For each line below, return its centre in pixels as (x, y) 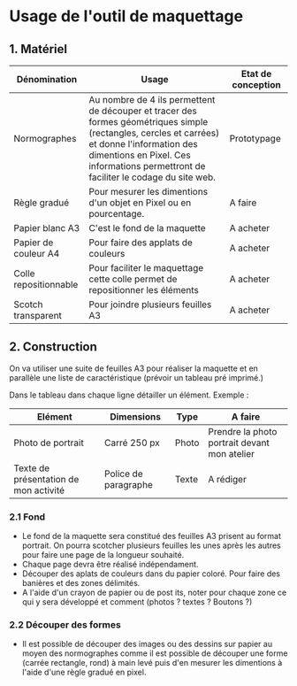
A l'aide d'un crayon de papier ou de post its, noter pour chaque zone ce (154, 593)
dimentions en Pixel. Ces (140, 155)
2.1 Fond (27, 517)
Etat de (256, 74)
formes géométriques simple (148, 122)
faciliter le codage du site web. (152, 177)
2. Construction (53, 347)
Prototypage (255, 139)
